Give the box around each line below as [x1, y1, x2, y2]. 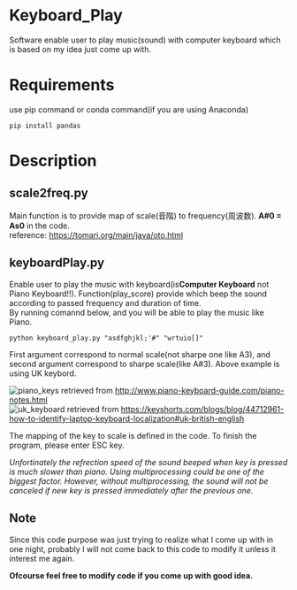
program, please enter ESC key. [9, 440, 125, 450]
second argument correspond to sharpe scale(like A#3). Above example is [9, 358, 280, 369]
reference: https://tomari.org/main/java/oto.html [9, 229, 184, 240]
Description [9, 151, 97, 171]
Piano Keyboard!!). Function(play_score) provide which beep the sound [9, 288, 268, 299]
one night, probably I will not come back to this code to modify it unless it [9, 543, 277, 554]
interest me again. [9, 553, 75, 563]
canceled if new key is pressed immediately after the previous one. [9, 485, 254, 495]
